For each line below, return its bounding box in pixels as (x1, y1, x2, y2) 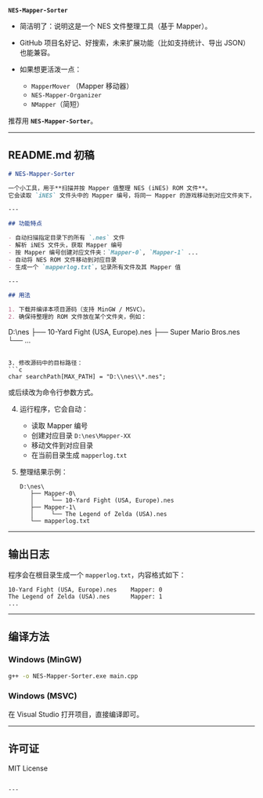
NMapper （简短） (31, 100, 84, 108)
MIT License (8, 763, 49, 773)
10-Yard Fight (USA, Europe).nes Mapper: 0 (8, 585, 163, 594)
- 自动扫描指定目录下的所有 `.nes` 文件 (8, 234, 125, 242)
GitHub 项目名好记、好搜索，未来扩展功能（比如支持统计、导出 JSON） (19, 38, 250, 47)
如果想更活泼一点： (19, 64, 82, 74)
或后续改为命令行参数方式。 (8, 388, 98, 397)
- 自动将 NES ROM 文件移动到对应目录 (8, 255, 117, 264)
